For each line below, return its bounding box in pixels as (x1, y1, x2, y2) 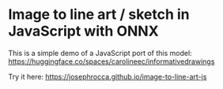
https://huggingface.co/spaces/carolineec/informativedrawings (8, 57, 215, 66)
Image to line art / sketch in (8, 6, 190, 24)
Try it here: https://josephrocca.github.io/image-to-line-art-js (8, 72, 207, 81)
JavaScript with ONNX (8, 22, 160, 40)
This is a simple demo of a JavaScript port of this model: (8, 48, 192, 57)
